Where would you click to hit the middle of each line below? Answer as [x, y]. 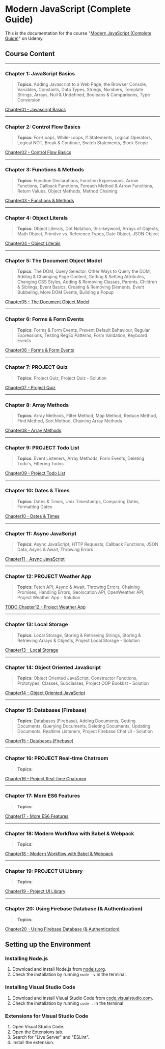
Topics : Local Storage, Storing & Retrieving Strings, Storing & [79, 635]
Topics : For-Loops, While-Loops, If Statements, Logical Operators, [84, 138]
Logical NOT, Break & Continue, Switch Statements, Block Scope [82, 143]
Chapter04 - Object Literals [33, 243]
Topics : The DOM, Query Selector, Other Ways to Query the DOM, [84, 271]
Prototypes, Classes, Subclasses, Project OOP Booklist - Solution [83, 683]
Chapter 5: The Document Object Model [54, 260]
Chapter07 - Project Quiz [30, 387]
